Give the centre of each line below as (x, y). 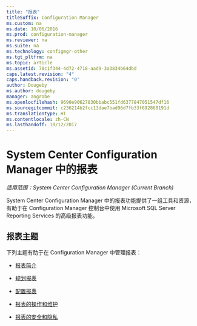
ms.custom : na (24, 23)
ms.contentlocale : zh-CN (38, 119)
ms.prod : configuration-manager (47, 35)
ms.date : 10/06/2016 (32, 29)
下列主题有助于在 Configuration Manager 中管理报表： (74, 252)
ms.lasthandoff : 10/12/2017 (42, 125)
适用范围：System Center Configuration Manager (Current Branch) (90, 188)
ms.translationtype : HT (36, 114)
